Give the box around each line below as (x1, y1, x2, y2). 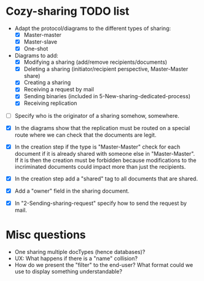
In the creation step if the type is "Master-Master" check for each (14, 143, 181, 150)
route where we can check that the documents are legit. (14, 131, 157, 139)
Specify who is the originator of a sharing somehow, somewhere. (14, 112, 179, 119)
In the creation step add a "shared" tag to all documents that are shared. (14, 175, 198, 182)
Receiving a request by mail (23, 86, 95, 93)
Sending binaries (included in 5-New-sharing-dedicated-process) (23, 93, 191, 100)
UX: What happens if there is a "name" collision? (14, 255, 138, 262)
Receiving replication (23, 99, 77, 107)
